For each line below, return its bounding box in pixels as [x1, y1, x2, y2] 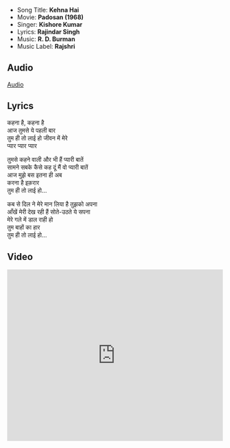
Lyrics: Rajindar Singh [16, 27, 80, 36]
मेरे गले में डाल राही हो [7, 215, 53, 224]
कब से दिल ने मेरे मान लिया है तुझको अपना [7, 200, 98, 208]
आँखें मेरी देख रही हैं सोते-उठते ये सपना [7, 207, 90, 215]
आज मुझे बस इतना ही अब [7, 171, 62, 179]
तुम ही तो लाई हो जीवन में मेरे [7, 134, 68, 142]
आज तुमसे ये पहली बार [7, 126, 56, 134]
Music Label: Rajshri [16, 43, 75, 50]
